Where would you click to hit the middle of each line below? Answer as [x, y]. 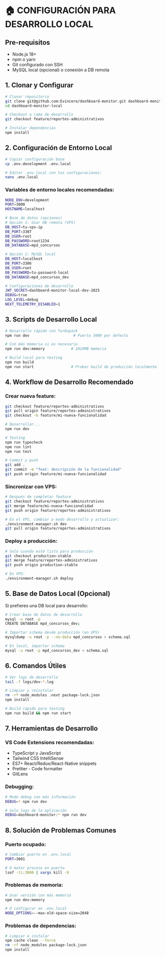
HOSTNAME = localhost [25, 209]
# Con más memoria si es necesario [41, 344]
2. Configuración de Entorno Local [58, 148]
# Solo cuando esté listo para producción [49, 551]
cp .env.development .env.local [38, 164]
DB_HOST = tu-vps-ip [24, 227]
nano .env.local [22, 177]
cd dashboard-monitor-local [34, 106]
